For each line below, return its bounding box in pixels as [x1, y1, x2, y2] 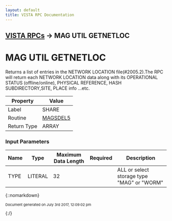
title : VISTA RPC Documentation [5, 12, 74, 17]
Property [11, 97, 34, 104]
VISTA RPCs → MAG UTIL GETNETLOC [5, 31, 130, 40]
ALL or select [117, 166, 149, 173]
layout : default [5, 7, 40, 13]
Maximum [56, 151, 82, 158]
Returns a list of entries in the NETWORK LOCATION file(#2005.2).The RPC [5, 69, 164, 75]
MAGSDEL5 [42, 114, 71, 121]
